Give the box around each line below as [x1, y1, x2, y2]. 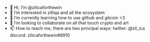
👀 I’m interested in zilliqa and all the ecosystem [9, 10, 105, 15]
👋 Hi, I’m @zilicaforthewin [9, 5, 62, 10]
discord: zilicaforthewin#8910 [9, 32, 70, 38]
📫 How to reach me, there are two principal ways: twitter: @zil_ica [9, 26, 145, 31]
